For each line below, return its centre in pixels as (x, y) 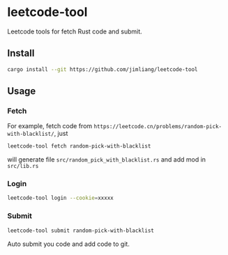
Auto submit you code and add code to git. (69, 244)
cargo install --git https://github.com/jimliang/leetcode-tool (102, 69)
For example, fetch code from (50, 126)
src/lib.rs (23, 167)
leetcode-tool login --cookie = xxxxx (60, 198)
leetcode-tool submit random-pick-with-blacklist (81, 231)
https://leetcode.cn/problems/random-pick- (158, 127)
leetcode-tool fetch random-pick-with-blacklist (79, 146)
